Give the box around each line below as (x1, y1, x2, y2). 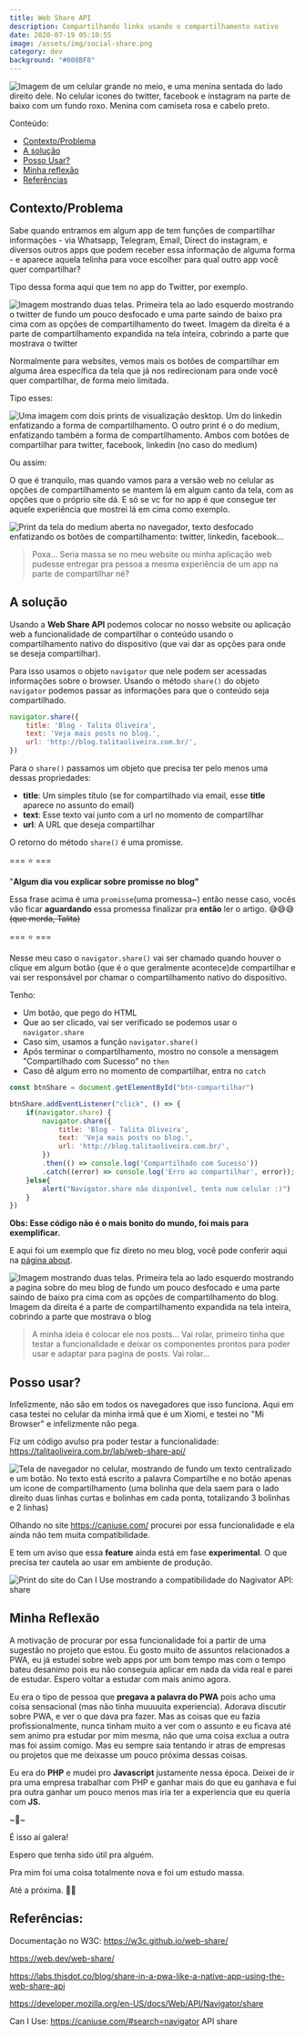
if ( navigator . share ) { (25, 1107, 112, 1117)
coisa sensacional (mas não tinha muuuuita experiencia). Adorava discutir (9, 1700, 287, 1711)
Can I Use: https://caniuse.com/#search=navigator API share (9, 2015, 239, 2026)
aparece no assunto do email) (22, 800, 135, 810)
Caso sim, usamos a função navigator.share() (22, 1036, 198, 1047)
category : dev (9, 47, 64, 57)
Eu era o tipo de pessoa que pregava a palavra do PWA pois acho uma (9, 1691, 276, 1702)
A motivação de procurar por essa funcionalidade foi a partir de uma (9, 1635, 267, 1646)
